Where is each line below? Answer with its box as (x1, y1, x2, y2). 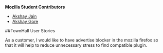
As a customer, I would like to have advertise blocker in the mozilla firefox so (5, 37, 159, 43)
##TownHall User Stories (5, 28, 55, 33)
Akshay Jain (12, 13, 37, 19)
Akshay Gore (12, 19, 38, 24)
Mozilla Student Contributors (5, 4, 65, 10)
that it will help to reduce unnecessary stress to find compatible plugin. (5, 42, 147, 48)
